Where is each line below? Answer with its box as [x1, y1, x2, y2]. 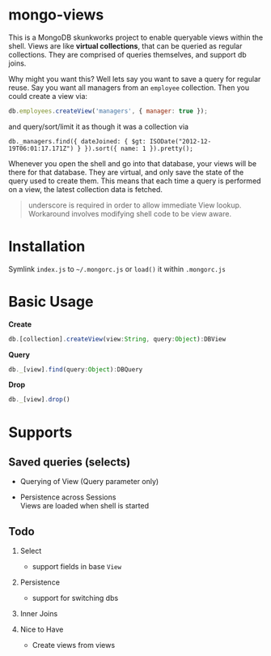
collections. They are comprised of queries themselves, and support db [8, 49, 247, 59]
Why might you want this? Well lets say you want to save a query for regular [8, 74, 261, 84]
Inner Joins [19, 609, 58, 619]
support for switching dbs [32, 594, 119, 603]
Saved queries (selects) [8, 455, 131, 469]
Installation [8, 238, 86, 255]
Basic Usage [8, 292, 94, 311]
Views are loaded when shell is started [19, 501, 150, 511]
